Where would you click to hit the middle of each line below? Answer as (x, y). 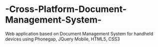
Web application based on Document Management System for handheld (79, 33)
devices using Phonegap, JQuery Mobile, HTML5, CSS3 (63, 39)
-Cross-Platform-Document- (66, 9)
